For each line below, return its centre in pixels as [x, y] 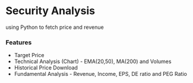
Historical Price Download [46, 68]
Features [19, 42]
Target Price [29, 55]
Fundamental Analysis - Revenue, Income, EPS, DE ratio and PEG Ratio [101, 74]
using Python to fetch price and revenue [55, 27]
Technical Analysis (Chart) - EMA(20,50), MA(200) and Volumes [93, 62]
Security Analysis [50, 11]
